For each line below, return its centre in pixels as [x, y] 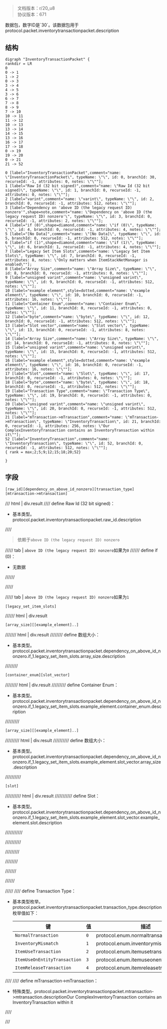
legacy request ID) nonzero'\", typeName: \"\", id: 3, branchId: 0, [79, 216]
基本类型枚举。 [28, 901]
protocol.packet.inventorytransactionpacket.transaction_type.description [87, 907]
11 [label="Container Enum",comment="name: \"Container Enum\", [73, 304]
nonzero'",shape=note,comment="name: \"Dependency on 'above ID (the [79, 212]
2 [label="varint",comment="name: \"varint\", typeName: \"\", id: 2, [80, 199]
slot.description [46, 823]
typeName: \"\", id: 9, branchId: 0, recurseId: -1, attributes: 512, [80, 282]
